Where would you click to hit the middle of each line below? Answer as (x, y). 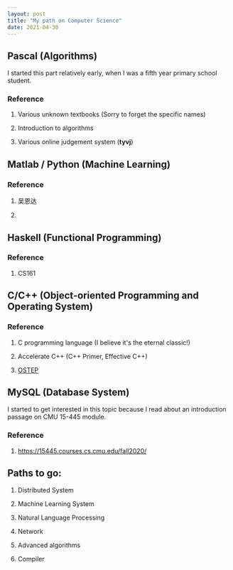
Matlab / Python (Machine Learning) (89, 164)
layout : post (27, 14)
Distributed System (46, 490)
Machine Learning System (56, 504)
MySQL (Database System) (69, 392)
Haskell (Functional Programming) (85, 238)
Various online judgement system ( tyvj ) (75, 142)
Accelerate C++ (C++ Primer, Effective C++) (82, 356)
